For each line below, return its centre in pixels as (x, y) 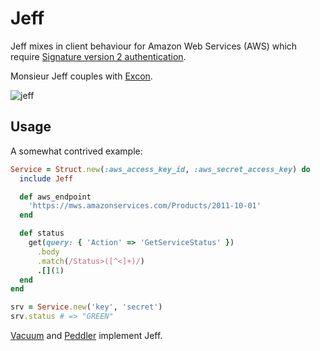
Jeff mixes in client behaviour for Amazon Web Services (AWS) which (154, 46)
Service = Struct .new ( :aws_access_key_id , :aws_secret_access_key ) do (160, 169)
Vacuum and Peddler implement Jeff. (86, 335)
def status (42, 233)
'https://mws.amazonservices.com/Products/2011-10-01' (145, 206)
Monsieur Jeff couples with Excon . (81, 76)
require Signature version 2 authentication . (98, 56)
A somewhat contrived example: (76, 151)
